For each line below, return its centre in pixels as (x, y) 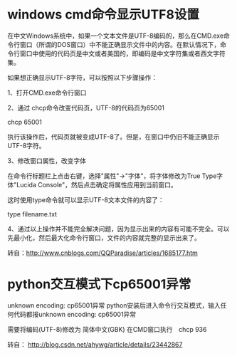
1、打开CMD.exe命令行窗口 (47, 93)
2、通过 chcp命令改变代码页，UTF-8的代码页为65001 (86, 108)
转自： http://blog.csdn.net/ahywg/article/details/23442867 (95, 344)
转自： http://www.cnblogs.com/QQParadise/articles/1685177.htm (102, 253)
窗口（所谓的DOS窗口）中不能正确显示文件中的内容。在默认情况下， (120, 44)
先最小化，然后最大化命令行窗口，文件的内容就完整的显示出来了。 (104, 237)
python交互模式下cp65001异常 (99, 284)
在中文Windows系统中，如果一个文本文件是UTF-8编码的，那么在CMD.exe (116, 36)
